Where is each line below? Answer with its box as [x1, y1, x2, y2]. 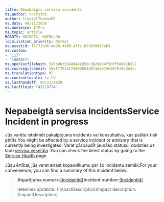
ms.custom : [5, 48, 27, 53]
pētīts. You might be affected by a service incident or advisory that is [5, 137, 143, 143]
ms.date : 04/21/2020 [5, 21, 47, 26]
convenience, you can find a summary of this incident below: [5, 167, 128, 174]
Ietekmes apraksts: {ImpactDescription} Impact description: [17, 186, 137, 192]
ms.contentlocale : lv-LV [5, 75, 56, 80]
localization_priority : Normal [5, 39, 69, 44]
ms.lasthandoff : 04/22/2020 [5, 80, 63, 85]
